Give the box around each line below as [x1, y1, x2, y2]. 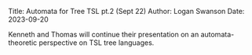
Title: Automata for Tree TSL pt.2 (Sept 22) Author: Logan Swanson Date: [8, 7, 245, 15]
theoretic [8, 38, 38, 47]
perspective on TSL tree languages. [38, 38, 155, 47]
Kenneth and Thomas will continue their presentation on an [8, 30, 199, 39]
